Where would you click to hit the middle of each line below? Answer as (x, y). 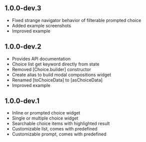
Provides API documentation (41, 58)
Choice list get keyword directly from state (55, 64)
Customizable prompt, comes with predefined (59, 134)
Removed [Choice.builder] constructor (51, 69)
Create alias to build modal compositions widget (61, 74)
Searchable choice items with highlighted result (61, 123)
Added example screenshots (41, 25)
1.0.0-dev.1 (22, 101)
